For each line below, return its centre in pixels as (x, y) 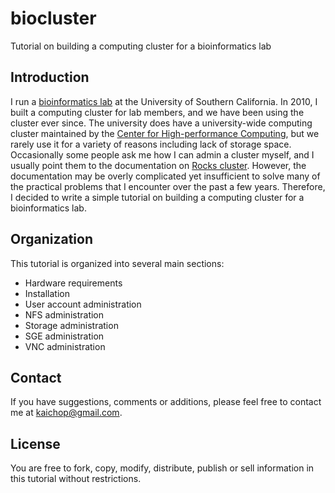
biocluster (53, 18)
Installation (47, 293)
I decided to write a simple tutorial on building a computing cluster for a (157, 197)
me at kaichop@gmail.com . (66, 413)
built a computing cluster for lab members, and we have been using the (157, 112)
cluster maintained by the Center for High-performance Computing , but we (165, 133)
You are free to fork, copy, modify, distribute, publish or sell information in (162, 468)
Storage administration (71, 325)
